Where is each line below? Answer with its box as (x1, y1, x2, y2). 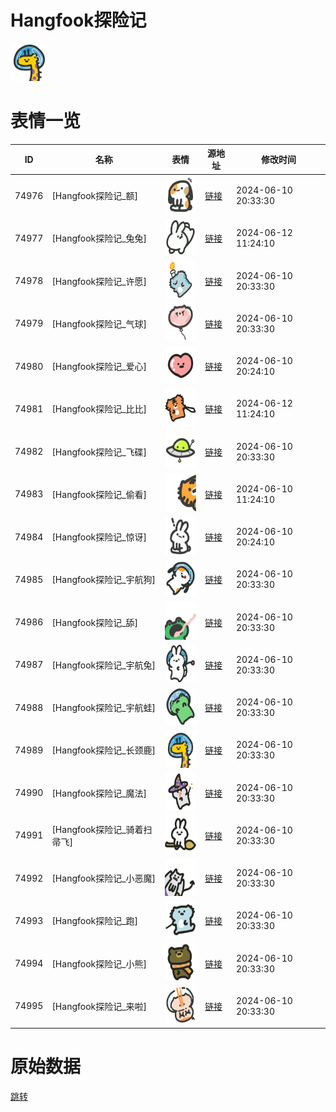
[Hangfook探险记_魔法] (51, 787, 148, 799)
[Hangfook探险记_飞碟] (51, 446, 148, 458)
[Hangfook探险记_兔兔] (51, 232, 148, 245)
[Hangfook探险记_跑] (51, 915, 139, 927)
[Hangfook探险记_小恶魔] (51, 872, 157, 885)
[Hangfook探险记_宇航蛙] (51, 702, 157, 714)
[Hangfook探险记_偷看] (51, 488, 148, 500)
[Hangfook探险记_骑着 (51, 823, 144, 835)
